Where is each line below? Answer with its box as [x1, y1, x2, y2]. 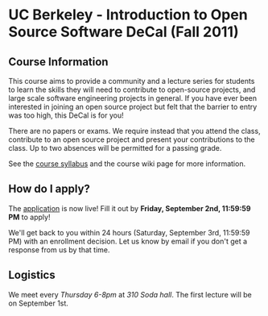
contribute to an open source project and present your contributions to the [8, 135, 255, 144]
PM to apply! [8, 212, 51, 222]
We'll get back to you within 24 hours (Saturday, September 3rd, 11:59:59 [8, 227, 251, 237]
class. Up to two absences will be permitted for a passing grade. [8, 143, 222, 152]
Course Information [8, 55, 109, 69]
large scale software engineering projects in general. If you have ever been [8, 94, 258, 102]
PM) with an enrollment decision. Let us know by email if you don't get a [8, 236, 248, 246]
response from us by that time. [8, 244, 110, 255]
